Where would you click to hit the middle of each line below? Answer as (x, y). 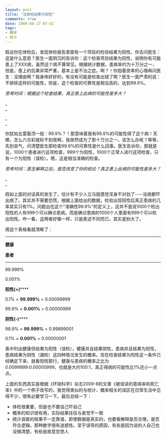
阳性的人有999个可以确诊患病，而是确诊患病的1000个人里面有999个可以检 (81, 213)
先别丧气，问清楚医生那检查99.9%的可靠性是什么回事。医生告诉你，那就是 (81, 146)
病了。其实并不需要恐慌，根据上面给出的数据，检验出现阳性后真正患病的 (83, 200)
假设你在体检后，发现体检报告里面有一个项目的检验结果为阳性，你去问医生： (83, 52)
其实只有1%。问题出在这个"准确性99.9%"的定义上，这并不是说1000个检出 (84, 206)
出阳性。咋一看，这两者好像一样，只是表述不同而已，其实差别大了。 (74, 219)
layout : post (19, 10)
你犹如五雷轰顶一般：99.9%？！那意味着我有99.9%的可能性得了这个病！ (79, 133)
